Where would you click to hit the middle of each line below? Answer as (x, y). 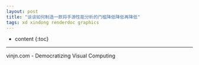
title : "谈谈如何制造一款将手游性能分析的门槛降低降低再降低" (73, 17)
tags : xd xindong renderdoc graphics (53, 22)
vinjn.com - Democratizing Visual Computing (61, 56)
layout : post (22, 11)
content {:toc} (32, 39)
